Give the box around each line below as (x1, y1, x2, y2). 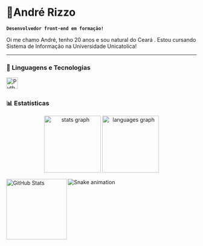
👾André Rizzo (6, 5, 76, 19)
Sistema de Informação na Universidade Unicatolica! (6, 42, 137, 50)
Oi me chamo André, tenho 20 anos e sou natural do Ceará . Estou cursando (6, 36, 196, 43)
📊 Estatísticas (6, 99, 50, 108)
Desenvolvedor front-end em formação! (6, 25, 104, 32)
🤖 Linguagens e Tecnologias (6, 63, 91, 71)
